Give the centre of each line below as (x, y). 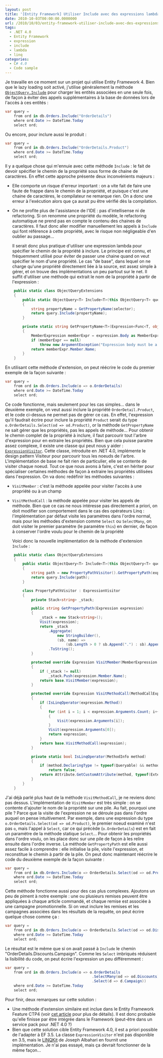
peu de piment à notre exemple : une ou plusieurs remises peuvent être (76, 896)
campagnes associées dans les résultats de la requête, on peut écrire (74, 912)
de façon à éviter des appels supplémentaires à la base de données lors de (80, 97)
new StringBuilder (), (79, 636)
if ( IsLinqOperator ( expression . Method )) (81, 703)
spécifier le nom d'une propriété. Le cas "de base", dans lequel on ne (81, 261)
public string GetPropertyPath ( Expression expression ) (88, 609)
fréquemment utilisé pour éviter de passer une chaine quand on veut (81, 256)
